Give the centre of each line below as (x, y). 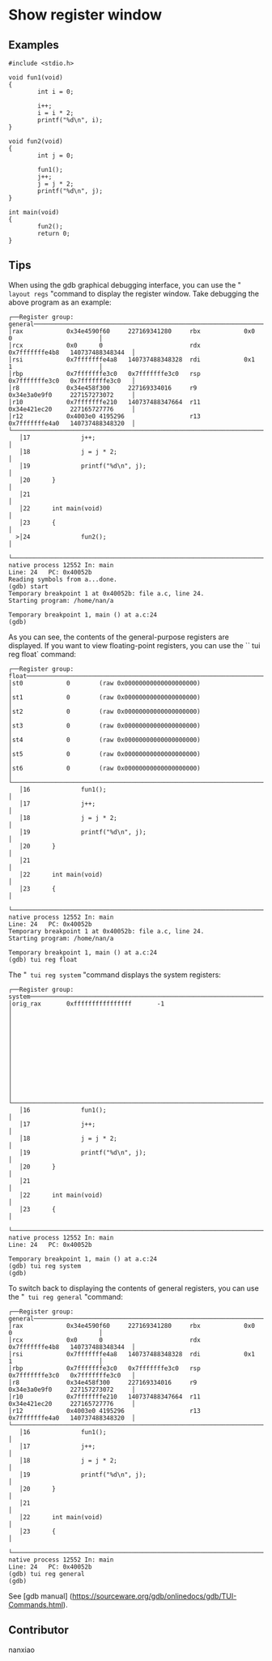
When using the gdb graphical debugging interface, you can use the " (125, 284)
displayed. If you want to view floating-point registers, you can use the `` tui (134, 645)
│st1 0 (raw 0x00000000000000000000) (104, 697)
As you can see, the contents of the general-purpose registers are (119, 637)
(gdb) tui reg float (43, 959)
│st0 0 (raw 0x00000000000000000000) (104, 683)
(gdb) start (28, 586)
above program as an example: (60, 302)
